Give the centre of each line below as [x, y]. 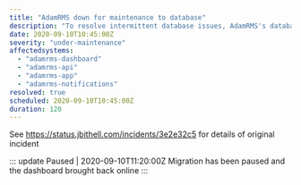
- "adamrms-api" [47, 68]
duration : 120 [36, 109]
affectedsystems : [42, 51]
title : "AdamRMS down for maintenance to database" [107, 17]
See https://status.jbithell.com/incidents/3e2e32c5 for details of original [142, 134]
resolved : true [38, 92]
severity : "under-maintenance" [68, 42]
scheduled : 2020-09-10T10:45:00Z [72, 101]
